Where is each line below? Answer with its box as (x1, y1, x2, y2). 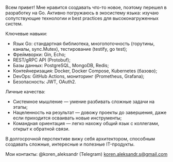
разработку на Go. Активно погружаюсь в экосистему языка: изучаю (5, 10, 159, 16)
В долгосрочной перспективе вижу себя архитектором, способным (5, 136, 155, 141)
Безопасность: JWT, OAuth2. (12, 79, 76, 85)
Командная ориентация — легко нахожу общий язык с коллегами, (12, 120, 160, 126)
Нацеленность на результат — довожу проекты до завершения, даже (12, 110, 167, 115)
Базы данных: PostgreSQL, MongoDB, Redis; (12, 63, 109, 68)
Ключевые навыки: (5, 31, 47, 36)
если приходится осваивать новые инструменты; (12, 115, 122, 121)
